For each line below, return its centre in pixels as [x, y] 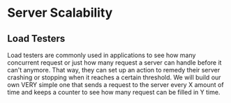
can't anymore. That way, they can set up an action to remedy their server [114, 70]
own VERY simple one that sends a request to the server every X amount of [116, 85]
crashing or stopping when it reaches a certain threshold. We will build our [114, 77]
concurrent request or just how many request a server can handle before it [114, 63]
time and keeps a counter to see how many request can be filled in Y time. [114, 92]
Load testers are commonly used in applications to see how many [102, 55]
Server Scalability [60, 13]
